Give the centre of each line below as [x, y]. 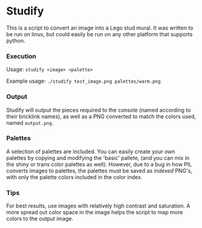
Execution [21, 56]
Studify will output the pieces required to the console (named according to [99, 110]
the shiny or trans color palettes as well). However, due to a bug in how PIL [99, 164]
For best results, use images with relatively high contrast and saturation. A [98, 206]
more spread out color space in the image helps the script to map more [95, 212]
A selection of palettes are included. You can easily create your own [91, 151]
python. [16, 40]
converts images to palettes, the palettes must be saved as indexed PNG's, [99, 171]
